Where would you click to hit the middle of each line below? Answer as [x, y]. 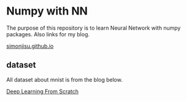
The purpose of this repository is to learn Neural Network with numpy [94, 28]
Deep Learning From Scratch [43, 91]
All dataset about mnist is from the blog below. [65, 79]
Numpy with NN [47, 11]
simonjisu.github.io [30, 46]
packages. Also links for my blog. [48, 34]
